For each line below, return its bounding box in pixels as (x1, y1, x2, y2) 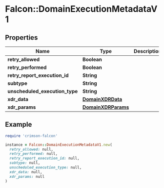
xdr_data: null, (9, 169, 42, 174)
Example (5, 120, 32, 129)
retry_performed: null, (9, 151, 58, 156)
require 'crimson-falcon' (5, 133, 58, 138)
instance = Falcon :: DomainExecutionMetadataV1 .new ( (5, 142, 112, 147)
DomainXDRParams (82, 104, 129, 111)
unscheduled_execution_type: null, (9, 165, 82, 170)
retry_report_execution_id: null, (9, 156, 80, 161)
